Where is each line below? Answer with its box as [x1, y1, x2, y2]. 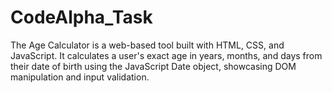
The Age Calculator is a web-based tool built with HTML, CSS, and [10, 39, 285, 51]
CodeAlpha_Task [10, 6, 153, 29]
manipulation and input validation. [10, 71, 150, 83]
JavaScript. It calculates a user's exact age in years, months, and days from [10, 49, 323, 61]
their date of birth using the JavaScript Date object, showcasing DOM [10, 60, 297, 72]
